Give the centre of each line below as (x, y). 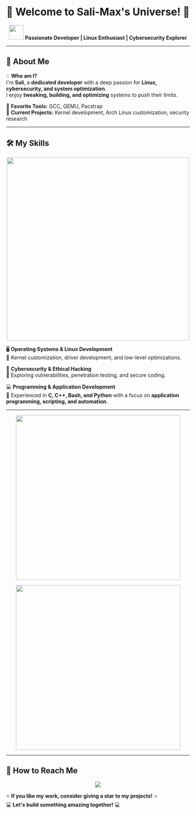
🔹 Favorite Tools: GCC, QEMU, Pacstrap (55, 106)
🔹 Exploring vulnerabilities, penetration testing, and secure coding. (86, 375)
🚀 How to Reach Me (42, 770)
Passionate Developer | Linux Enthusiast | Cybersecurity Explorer (106, 38)
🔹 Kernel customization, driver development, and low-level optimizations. (94, 357)
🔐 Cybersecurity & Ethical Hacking (49, 369)
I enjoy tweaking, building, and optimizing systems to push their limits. (92, 95)
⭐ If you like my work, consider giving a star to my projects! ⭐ (82, 796)
